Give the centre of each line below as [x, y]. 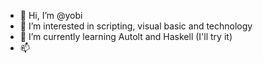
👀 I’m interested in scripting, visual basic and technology [136, 26]
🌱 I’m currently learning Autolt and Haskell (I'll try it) [126, 36]
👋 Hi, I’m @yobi [51, 15]
